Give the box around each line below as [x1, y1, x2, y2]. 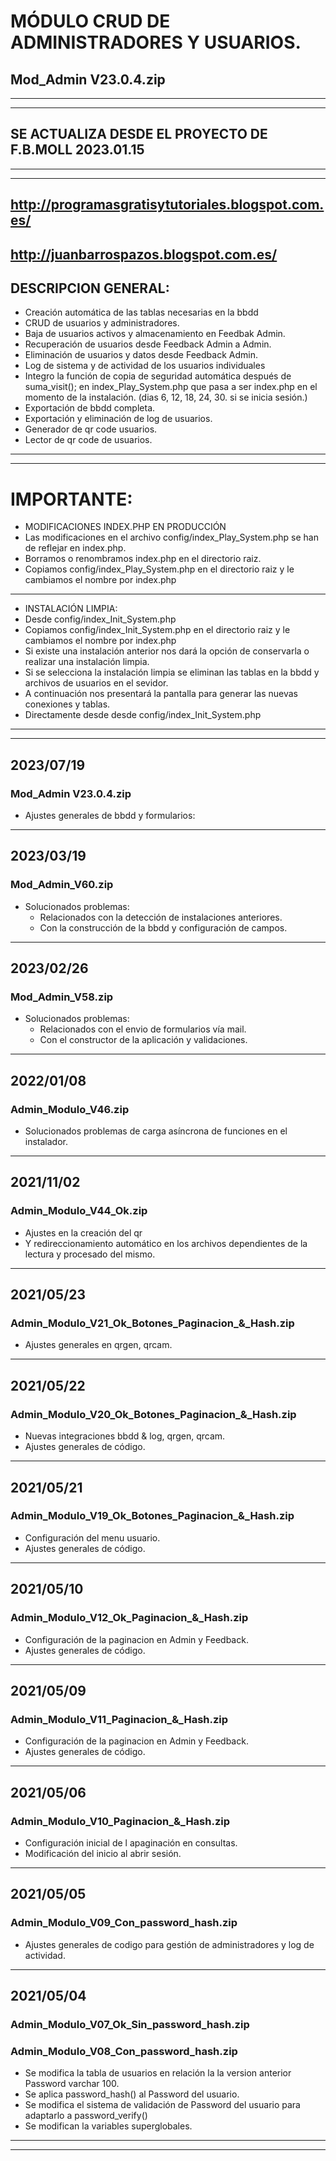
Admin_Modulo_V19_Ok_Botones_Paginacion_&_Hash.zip [10, 1509, 295, 1523]
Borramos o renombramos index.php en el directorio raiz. [24, 553, 262, 565]
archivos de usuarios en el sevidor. [24, 677, 169, 689]
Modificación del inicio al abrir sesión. [24, 1847, 182, 1859]
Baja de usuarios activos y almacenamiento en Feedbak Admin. [24, 328, 286, 340]
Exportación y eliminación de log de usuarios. [24, 413, 213, 425]
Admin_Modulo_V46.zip [10, 1102, 130, 1116]
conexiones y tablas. [24, 698, 111, 710]
